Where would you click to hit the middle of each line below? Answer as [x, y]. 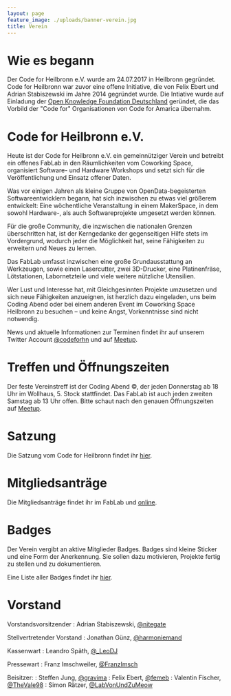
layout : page [26, 13]
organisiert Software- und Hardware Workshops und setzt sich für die [106, 170]
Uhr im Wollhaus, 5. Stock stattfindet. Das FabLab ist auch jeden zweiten [110, 394]
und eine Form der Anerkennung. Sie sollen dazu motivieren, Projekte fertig [114, 556]
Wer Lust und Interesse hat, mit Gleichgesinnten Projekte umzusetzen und [112, 289]
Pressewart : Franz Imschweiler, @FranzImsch [73, 664]
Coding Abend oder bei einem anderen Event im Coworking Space [101, 305]
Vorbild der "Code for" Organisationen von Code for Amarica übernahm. [109, 109]
